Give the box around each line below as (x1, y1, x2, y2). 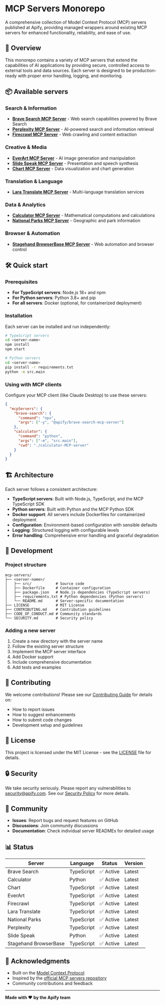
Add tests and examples (12, 665, 61, 670)
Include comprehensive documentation (12, 659, 92, 665)
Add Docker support (12, 654, 54, 660)
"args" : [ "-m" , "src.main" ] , (18, 438, 78, 443)
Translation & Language (5, 178, 63, 184)
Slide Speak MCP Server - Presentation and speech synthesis (12, 160, 138, 166)
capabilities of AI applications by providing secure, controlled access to (5, 62, 150, 68)
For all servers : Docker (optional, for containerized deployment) (12, 300, 142, 306)
